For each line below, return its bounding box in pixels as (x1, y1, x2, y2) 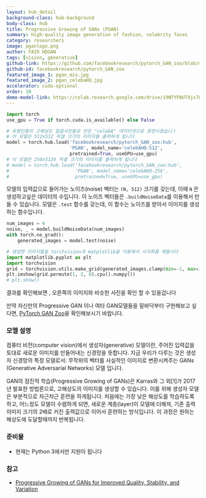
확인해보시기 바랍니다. (71, 310, 124, 317)
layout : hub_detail (6, 9, 56, 15)
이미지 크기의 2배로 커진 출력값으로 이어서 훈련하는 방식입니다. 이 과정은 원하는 (6, 408, 194, 415)
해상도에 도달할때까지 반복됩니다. (6, 416, 86, 423)
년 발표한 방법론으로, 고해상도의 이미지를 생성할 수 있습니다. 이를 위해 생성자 (6, 385, 188, 393)
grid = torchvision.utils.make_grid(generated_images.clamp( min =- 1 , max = (6, 266, 199, 272)
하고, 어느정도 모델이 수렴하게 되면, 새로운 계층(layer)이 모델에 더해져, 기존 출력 (6, 401, 196, 408)
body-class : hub (6, 20, 48, 26)
